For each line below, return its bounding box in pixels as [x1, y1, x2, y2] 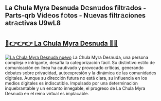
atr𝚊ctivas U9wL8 [5, 19, 61, 27]
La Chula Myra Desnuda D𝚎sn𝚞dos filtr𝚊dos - [5, 4, 146, 12]
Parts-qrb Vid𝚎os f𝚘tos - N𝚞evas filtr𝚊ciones [5, 12, 146, 20]
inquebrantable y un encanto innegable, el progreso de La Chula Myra [5, 85, 145, 91]
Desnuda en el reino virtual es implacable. [5, 91, 89, 96]
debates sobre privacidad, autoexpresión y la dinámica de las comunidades [5, 70, 157, 76]
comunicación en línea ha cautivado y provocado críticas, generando [5, 65, 144, 70]
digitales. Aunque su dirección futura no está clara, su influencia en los [5, 75, 147, 81]
